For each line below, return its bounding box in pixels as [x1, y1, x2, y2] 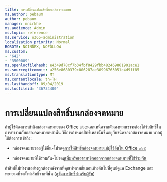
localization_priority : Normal [5, 40, 70, 45]
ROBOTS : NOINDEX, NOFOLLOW [5, 44, 61, 49]
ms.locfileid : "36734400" [5, 86, 59, 91]
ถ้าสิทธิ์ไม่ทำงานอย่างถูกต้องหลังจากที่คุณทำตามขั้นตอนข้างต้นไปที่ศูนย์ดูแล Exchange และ [5, 165, 153, 171]
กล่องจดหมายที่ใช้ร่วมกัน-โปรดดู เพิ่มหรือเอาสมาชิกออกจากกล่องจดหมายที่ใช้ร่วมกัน [12, 155, 147, 161]
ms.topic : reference [5, 30, 48, 35]
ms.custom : [5, 49, 28, 54]
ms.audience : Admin [5, 26, 46, 31]
